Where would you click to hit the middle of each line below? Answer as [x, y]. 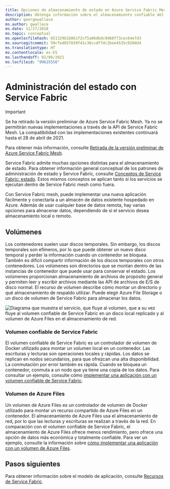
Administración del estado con [71, 87]
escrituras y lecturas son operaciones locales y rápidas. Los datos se [77, 354]
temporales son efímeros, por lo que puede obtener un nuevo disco [76, 250]
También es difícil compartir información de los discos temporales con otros [84, 260]
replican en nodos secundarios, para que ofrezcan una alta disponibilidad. [83, 359]
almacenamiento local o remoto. [39, 216]
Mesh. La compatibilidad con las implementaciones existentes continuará [82, 133]
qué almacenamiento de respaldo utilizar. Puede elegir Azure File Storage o [84, 293]
